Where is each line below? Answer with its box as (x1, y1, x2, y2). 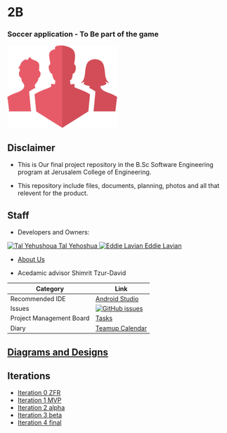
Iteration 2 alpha (17, 404, 65, 412)
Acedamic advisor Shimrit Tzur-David (17, 269, 127, 277)
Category (36, 284, 65, 293)
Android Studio (95, 294, 139, 302)
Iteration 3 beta (17, 411, 62, 420)
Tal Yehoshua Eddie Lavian (58, 241, 182, 250)
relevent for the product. (17, 189, 89, 197)
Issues (10, 305, 30, 313)
